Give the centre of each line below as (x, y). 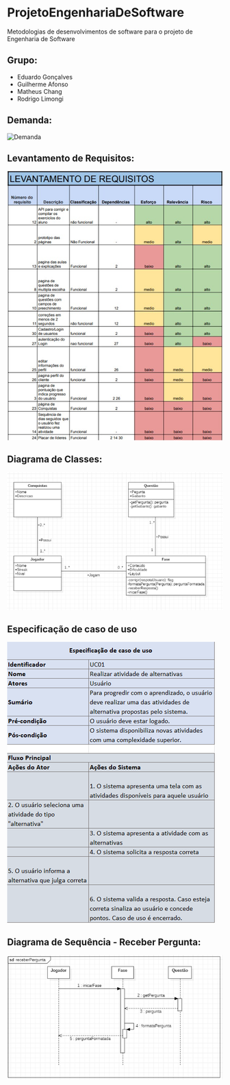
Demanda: (30, 120)
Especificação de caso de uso (72, 629)
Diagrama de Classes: (55, 459)
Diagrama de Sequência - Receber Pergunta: (104, 942)
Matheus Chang (40, 91)
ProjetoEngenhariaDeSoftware (96, 13)
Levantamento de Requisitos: (71, 158)
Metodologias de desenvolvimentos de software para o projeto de (100, 32)
